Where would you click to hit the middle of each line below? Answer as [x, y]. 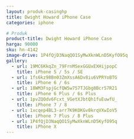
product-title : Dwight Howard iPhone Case [59, 39]
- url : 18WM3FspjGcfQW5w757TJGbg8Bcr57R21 [64, 88]
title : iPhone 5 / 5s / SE [50, 72]
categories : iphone [30, 22]
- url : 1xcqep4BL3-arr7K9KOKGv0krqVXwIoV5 [64, 110]
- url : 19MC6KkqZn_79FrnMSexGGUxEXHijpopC [64, 66]
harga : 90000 [22, 44]
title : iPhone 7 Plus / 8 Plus [55, 116]
